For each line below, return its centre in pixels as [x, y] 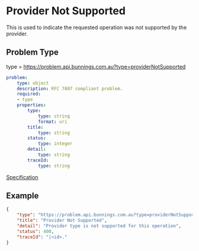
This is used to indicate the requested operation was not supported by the [97, 27]
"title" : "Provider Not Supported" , [62, 221]
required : [29, 94]
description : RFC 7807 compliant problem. [70, 88]
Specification [22, 177]
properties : [31, 105]
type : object [33, 83]
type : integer [55, 144]
